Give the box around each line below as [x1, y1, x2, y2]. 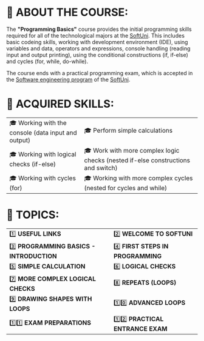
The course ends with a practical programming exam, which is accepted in [6, 69, 193, 76]
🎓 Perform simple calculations [84, 126, 173, 134]
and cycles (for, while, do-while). [6, 58, 89, 65]
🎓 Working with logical [9, 150, 76, 158]
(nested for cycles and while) [84, 184, 168, 192]
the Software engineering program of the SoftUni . [6, 76, 131, 83]
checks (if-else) [9, 160, 56, 168]
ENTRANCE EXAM [113, 324, 168, 333]
